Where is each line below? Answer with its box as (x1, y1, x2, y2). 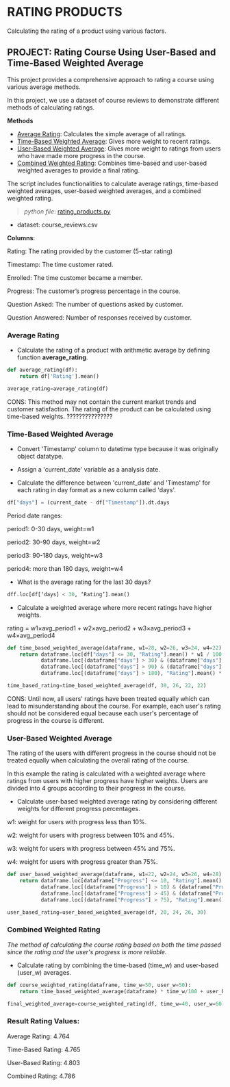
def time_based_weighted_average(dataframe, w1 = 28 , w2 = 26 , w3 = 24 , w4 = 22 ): (7, 644, 225, 651)
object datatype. (16, 452, 64, 460)
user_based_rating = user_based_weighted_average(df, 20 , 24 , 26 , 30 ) (7, 908, 207, 916)
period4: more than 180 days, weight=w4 (7, 564, 123, 572)
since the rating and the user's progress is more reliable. (7, 947, 167, 956)
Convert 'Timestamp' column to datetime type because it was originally (16, 444, 219, 452)
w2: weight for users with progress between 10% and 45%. (7, 831, 175, 839)
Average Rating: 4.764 (7, 1032, 70, 1040)
